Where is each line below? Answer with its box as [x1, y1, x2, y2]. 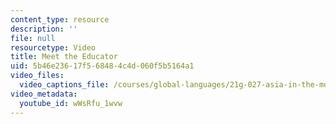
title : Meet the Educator [10, 52, 118, 62]
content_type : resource [10, 14, 110, 25]
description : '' [10, 24, 78, 34]
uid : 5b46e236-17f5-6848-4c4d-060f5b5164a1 [10, 61, 195, 71]
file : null [10, 33, 56, 43]
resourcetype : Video [10, 42, 97, 53]
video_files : [10, 71, 65, 81]
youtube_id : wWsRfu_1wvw [19, 98, 123, 108]
